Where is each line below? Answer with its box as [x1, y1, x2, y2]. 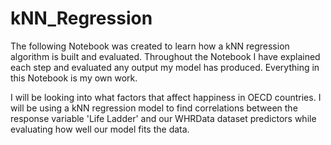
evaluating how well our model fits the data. [10, 123, 190, 135]
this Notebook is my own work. [10, 72, 138, 84]
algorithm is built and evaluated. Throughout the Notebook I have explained [10, 50, 321, 62]
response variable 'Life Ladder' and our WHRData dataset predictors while [10, 112, 317, 124]
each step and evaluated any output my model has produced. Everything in [10, 61, 320, 73]
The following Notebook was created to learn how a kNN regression [10, 40, 290, 52]
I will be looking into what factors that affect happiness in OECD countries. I [10, 91, 322, 103]
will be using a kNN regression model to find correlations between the [10, 102, 298, 114]
